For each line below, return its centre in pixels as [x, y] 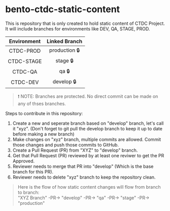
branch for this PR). [33, 171]
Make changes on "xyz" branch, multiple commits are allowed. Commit [87, 139]
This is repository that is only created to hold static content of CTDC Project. [85, 23]
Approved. [24, 161]
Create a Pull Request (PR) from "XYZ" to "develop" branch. [75, 150]
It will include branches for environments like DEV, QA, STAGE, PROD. [78, 28]
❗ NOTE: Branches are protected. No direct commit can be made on [88, 96]
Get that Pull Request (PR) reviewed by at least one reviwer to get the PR [88, 155]
